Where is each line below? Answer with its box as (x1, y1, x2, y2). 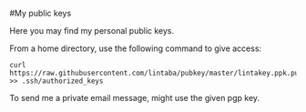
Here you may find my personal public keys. (9, 25, 175, 36)
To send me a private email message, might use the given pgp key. (9, 93, 260, 103)
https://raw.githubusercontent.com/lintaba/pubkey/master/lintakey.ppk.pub (9, 68, 303, 77)
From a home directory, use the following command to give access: (9, 43, 262, 54)
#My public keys (9, 8, 72, 18)
